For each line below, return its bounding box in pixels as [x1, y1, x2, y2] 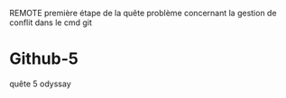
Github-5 [9, 49, 78, 69]
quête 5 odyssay [9, 78, 72, 89]
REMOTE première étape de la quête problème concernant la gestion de [9, 8, 277, 18]
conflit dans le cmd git [9, 17, 92, 28]
